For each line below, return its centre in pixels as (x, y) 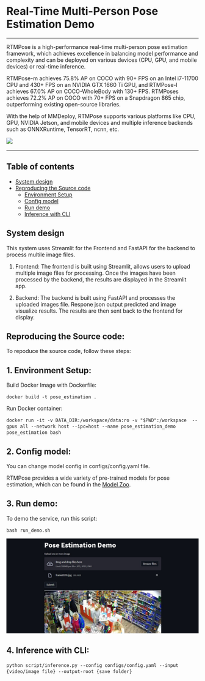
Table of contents (40, 167)
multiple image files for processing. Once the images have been (95, 273)
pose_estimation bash (34, 433)
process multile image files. (41, 255)
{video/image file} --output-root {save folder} (69, 671)
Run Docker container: (34, 409)
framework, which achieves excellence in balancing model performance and (102, 53)
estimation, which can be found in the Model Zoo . (69, 484)
